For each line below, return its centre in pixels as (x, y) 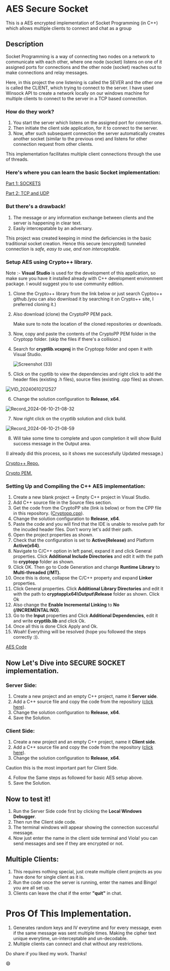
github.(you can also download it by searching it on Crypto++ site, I (83, 299)
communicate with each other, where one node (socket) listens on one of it (84, 62)
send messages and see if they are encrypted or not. (68, 843)
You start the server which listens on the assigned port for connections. (88, 123)
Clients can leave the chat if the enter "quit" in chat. (68, 893)
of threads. (17, 160)
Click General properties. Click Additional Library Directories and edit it (88, 589)
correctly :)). (26, 637)
